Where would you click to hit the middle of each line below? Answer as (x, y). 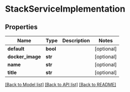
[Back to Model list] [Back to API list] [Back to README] (61, 84)
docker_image (24, 57)
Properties (21, 27)
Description (76, 41)
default (16, 49)
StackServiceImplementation (65, 9)
